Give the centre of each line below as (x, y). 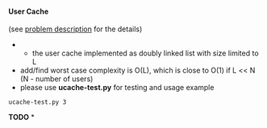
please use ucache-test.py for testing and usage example (117, 88)
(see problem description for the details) (75, 29)
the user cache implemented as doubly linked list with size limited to (146, 53)
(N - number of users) (56, 79)
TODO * (21, 118)
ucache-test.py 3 (38, 102)
